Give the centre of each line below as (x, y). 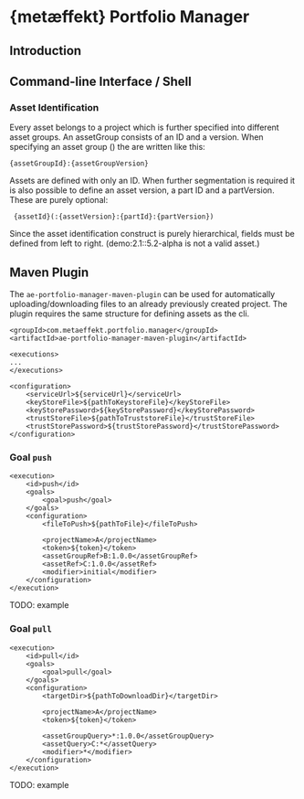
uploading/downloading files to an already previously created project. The (148, 304)
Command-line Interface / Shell (100, 81)
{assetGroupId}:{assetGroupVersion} (79, 164)
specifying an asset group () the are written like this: (107, 147)
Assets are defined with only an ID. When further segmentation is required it (152, 181)
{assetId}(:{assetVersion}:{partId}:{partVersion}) (114, 217)
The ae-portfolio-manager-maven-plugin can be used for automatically (142, 294)
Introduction (46, 51)
